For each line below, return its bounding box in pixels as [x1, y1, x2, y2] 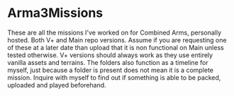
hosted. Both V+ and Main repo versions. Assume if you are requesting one [7, 35, 227, 44]
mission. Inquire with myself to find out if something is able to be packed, [7, 73, 221, 82]
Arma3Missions [7, 5, 104, 21]
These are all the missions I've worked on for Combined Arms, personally [7, 28, 222, 37]
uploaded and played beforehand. [7, 80, 106, 89]
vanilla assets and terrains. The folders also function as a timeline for [7, 58, 208, 66]
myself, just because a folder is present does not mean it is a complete [7, 66, 214, 74]
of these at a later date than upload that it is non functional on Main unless [7, 43, 225, 52]
